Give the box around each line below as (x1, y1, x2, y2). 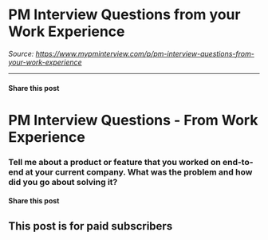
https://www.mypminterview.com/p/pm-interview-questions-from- (35, 49, 255, 58)
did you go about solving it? (8, 176, 118, 187)
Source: (8, 49, 34, 58)
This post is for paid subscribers (8, 219, 173, 233)
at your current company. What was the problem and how (25, 166, 253, 177)
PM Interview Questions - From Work (8, 111, 258, 129)
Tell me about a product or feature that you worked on (8, 156, 221, 167)
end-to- (222, 156, 254, 167)
